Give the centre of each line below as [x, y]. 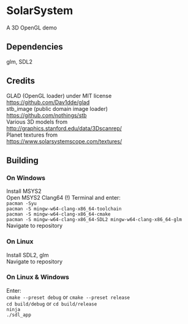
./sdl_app [19, 315]
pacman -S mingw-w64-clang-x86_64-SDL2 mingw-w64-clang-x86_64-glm [94, 220]
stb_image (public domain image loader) [57, 108]
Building [22, 160]
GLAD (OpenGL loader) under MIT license [59, 96]
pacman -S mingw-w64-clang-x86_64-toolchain [64, 209]
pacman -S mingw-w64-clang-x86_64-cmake [59, 214]
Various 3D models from [37, 122]
